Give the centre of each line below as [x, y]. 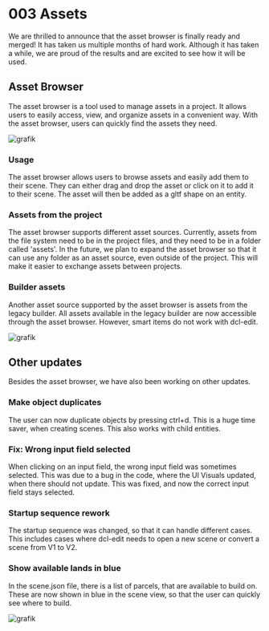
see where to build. [40, 603]
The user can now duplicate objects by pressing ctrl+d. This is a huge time [132, 420]
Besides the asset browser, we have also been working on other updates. [130, 382]
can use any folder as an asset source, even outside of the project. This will [133, 258]
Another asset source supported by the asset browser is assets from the [128, 305]
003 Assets [48, 14]
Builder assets [37, 287]
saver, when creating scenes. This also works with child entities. [114, 428]
